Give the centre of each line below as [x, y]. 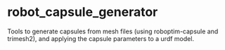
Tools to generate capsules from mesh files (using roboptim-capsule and [113, 31]
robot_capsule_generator [83, 12]
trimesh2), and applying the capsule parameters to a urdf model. [101, 38]
